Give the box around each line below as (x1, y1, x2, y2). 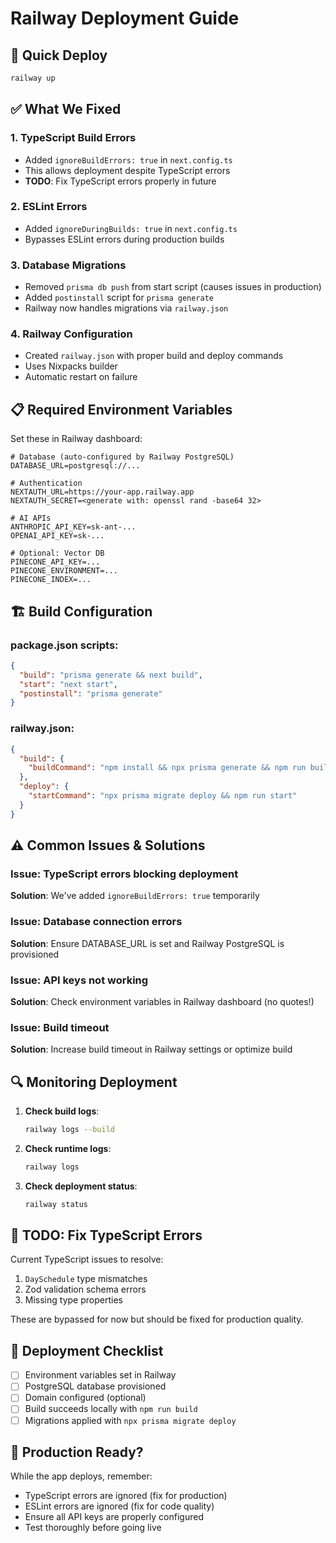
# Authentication (10, 478, 83, 489)
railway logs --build (24, 1125, 115, 1135)
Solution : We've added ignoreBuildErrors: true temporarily (10, 890, 260, 902)
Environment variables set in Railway (24, 1369, 177, 1381)
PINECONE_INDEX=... (10, 575, 92, 585)
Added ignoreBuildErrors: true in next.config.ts (24, 153, 233, 166)
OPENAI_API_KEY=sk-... (10, 531, 105, 541)
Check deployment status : (24, 1180, 138, 1192)
